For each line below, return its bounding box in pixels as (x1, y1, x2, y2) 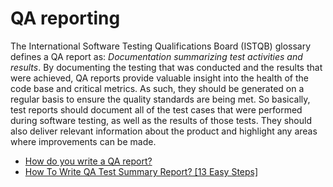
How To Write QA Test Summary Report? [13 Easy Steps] (24, 165, 259, 177)
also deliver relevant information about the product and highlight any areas (10, 125, 318, 137)
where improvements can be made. (10, 135, 157, 147)
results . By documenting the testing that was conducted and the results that (10, 61, 323, 73)
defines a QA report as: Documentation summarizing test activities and (10, 50, 303, 62)
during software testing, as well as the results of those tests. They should (10, 114, 312, 126)
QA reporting (10, 7, 121, 30)
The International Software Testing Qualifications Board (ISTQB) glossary (10, 40, 312, 52)
